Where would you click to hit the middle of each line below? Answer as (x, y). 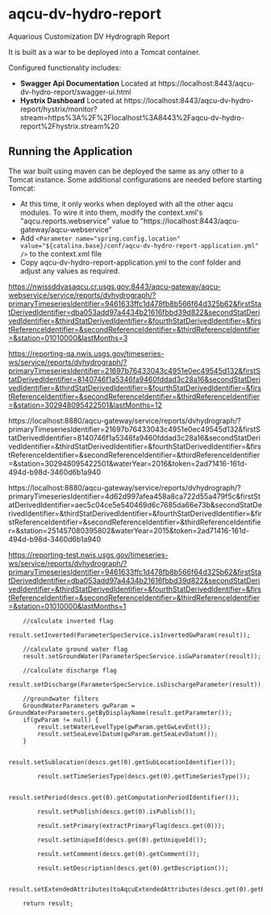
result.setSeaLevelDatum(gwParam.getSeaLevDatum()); (128, 734)
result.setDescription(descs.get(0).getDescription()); (133, 868)
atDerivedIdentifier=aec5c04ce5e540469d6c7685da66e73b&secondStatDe (135, 504)
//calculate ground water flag (75, 649)
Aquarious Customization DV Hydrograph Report (89, 36)
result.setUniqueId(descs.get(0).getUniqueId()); (122, 840)
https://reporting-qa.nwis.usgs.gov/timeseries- (86, 353)
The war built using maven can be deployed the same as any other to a (126, 171)
